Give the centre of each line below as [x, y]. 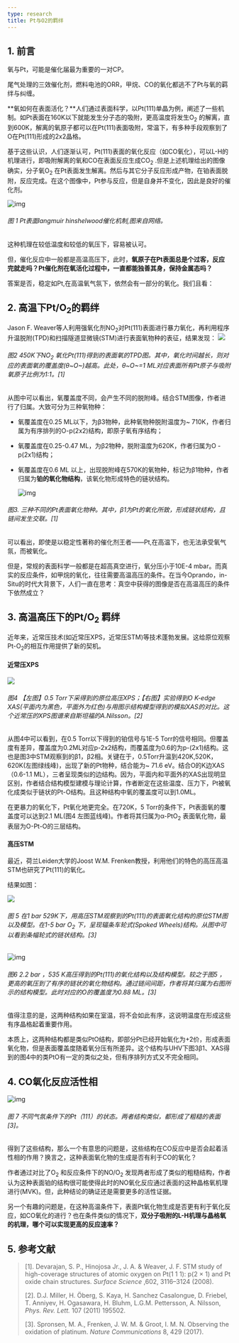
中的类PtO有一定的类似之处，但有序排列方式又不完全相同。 [116, 1057]
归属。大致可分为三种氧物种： [63, 406]
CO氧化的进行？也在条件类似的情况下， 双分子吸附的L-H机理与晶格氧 [126, 1216]
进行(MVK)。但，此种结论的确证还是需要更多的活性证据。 [91, 1192]
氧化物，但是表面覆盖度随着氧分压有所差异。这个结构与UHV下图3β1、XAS [116, 1048]
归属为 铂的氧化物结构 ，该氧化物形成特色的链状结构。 [95, 478]
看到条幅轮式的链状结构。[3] [55, 935]
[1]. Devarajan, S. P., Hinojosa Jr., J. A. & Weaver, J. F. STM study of [123, 1266]
